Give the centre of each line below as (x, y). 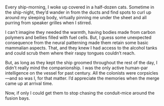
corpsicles (148, 73)
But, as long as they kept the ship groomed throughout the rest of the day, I (81, 63)
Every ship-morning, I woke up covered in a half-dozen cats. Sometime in (80, 7)
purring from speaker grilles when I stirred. (49, 23)
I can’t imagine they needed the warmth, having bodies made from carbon (80, 32)
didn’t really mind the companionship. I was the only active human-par (77, 68)
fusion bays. (18, 98)
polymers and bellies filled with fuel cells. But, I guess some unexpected (78, 37)
